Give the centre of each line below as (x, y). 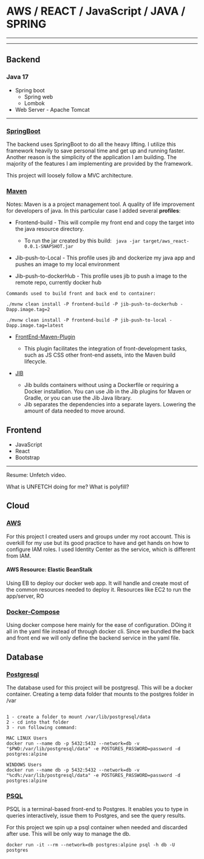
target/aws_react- (166, 241)
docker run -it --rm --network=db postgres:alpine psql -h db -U (90, 845)
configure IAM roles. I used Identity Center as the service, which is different (101, 549)
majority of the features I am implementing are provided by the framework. (100, 163)
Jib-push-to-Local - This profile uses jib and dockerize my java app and (105, 258)
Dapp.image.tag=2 (28, 310)
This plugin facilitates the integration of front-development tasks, (105, 349)
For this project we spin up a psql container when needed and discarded (97, 827)
